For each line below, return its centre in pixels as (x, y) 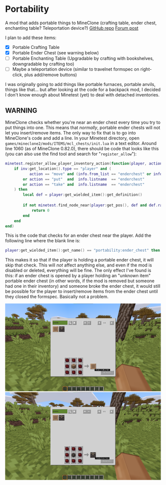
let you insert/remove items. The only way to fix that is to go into (70, 133)
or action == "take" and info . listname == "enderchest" (84, 184)
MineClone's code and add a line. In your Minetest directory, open (72, 138)
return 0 (41, 210)
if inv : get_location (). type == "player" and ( (63, 169)
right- (146, 69)
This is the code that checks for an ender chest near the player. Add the (78, 235)
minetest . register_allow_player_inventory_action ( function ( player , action (84, 164)
